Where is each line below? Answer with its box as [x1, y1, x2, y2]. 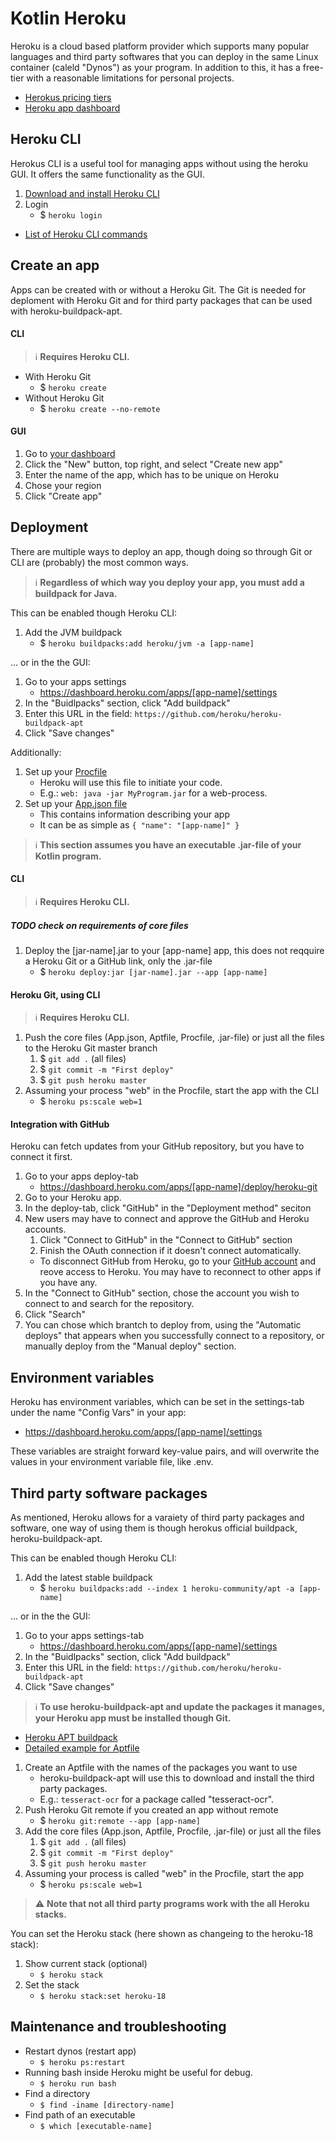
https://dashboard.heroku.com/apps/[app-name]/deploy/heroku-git [39, 1181, 318, 1193]
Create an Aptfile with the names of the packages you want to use [24, 1761, 298, 1773]
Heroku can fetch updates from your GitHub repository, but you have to [10, 1140, 305, 1152]
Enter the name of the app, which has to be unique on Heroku [24, 468, 279, 481]
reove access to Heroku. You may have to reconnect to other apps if [39, 1266, 322, 1278]
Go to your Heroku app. [24, 1192, 122, 1204]
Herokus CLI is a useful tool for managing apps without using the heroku [10, 157, 309, 169]
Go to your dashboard [24, 447, 116, 459]
